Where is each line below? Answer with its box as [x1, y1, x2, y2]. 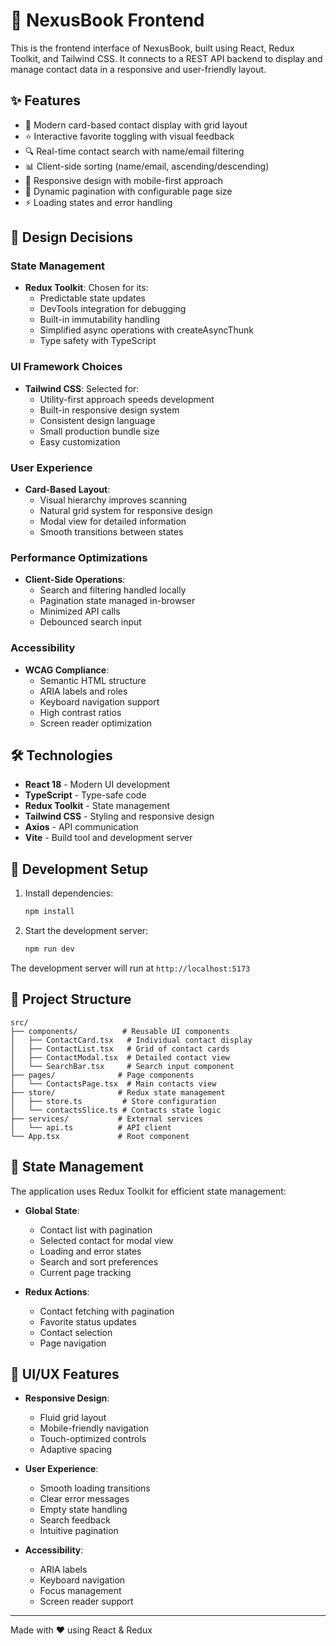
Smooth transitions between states [39, 526, 184, 538]
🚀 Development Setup [10, 860, 149, 878]
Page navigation [39, 1337, 107, 1349]
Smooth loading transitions [39, 1482, 151, 1494]
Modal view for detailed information [39, 515, 187, 528]
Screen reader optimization [39, 717, 153, 729]
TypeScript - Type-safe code [24, 789, 147, 801]
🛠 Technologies [10, 747, 113, 764]
